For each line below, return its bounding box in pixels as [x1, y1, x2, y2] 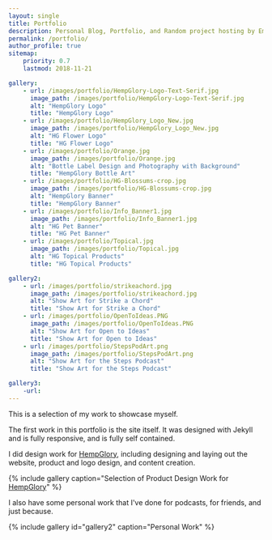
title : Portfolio [8, 19, 67, 28]
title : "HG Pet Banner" [29, 230, 111, 238]
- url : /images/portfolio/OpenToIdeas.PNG [23, 313, 168, 321]
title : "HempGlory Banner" [29, 199, 121, 207]
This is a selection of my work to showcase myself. [8, 409, 178, 419]
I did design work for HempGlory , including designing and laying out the [8, 449, 249, 458]
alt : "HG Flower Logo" [29, 132, 107, 140]
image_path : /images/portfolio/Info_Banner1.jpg [29, 215, 198, 223]
